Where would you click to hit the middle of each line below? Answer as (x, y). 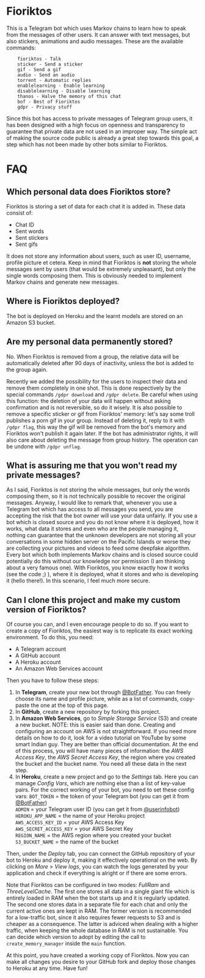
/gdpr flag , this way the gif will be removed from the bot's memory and (97, 427)
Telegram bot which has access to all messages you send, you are (90, 509)
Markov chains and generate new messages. (63, 282)
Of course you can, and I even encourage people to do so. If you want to (98, 624)
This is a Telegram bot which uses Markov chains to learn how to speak (96, 28)
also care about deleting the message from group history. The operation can (102, 440)
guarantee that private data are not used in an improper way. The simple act (102, 131)
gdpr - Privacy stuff (45, 107)
